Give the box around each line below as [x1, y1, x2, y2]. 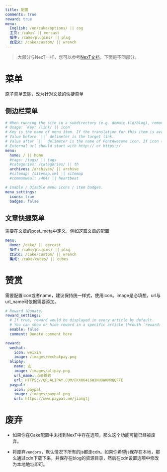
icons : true [9, 194, 35, 199]
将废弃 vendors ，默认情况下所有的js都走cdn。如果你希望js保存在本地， [12, 449, 156, 455]
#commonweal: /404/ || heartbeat [9, 176, 79, 181]
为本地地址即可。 [12, 462, 48, 468]
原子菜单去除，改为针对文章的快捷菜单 [5, 91, 83, 97]
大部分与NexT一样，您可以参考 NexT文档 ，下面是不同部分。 [17, 54, 139, 60]
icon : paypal [14, 387, 41, 392]
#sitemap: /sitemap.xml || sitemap [9, 171, 83, 176]
